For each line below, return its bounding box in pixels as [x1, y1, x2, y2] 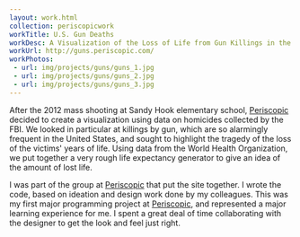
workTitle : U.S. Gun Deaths [9, 30, 115, 39]
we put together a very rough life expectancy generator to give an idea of [9, 152, 281, 162]
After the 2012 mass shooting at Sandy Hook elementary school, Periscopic [9, 104, 289, 115]
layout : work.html [9, 13, 78, 22]
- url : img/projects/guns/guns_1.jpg [13, 64, 154, 73]
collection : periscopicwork [9, 22, 115, 31]
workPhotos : [9, 55, 54, 64]
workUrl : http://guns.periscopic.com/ [9, 47, 154, 56]
